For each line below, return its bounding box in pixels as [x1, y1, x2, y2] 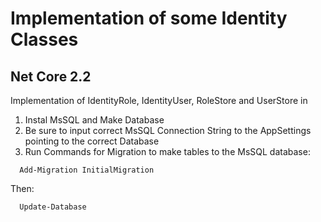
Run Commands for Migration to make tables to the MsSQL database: [24, 146, 311, 157]
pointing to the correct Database [24, 135, 160, 147]
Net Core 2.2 [10, 68, 92, 85]
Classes [10, 28, 79, 51]
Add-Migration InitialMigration [19, 165, 155, 175]
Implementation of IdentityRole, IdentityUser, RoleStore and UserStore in [10, 95, 308, 106]
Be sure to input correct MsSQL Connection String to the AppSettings [24, 125, 312, 136]
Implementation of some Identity [10, 7, 288, 30]
